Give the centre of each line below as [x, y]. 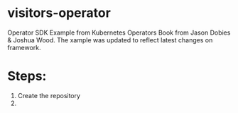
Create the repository [49, 95]
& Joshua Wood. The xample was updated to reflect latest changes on [110, 40]
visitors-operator [59, 13]
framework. [24, 47]
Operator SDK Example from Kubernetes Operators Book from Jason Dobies [119, 32]
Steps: [27, 76]
